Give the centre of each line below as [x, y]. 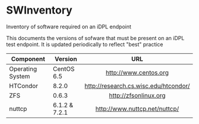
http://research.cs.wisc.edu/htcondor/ [137, 86]
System [20, 76]
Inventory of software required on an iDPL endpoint [69, 27]
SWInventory [39, 10]
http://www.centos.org [137, 73]
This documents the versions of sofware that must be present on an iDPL [95, 38]
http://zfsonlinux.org [137, 95]
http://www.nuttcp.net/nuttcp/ [137, 109]
